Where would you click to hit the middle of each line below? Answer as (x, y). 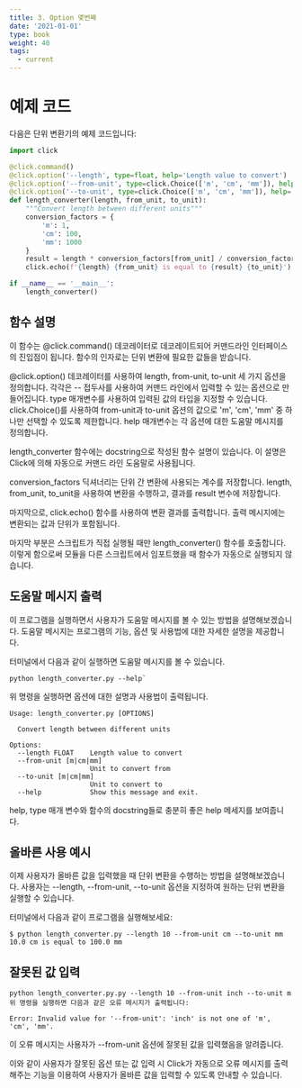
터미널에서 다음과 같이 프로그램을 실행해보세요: (91, 917)
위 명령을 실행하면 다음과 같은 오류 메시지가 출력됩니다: (99, 1003)
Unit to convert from (130, 768)
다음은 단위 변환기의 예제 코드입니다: (73, 133)
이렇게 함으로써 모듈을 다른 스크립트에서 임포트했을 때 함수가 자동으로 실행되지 (146, 554)
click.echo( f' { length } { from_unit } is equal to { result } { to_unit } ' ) (159, 267)
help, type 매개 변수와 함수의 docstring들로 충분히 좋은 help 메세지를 (131, 810)
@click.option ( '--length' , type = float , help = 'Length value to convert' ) (148, 175)
